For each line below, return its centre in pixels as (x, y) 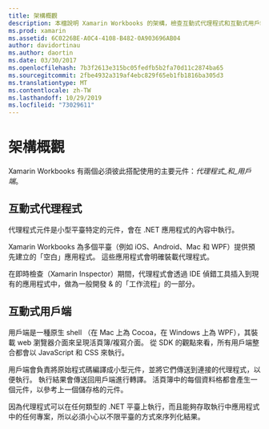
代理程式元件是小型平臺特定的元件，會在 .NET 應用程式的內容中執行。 (123, 229)
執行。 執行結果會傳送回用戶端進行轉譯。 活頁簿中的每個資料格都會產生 (132, 379)
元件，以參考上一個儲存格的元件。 (71, 389)
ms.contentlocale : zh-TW (50, 90)
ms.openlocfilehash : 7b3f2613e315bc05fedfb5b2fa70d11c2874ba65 (116, 68)
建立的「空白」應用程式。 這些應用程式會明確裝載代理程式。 (114, 257)
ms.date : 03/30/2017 (43, 61)
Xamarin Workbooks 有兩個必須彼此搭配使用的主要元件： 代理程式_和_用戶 (130, 171)
